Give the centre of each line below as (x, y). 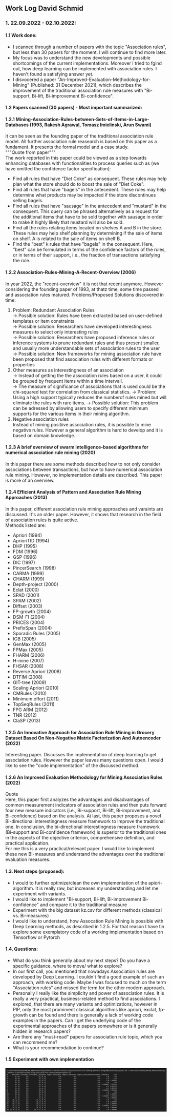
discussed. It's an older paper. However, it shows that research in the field (83, 514)
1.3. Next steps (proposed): (35, 871)
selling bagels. (28, 201)
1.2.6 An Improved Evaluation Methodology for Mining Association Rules (84, 777)
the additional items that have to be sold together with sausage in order (88, 217)
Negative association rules (41, 419)
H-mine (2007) (28, 660)
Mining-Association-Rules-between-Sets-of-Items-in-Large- (82, 119)
